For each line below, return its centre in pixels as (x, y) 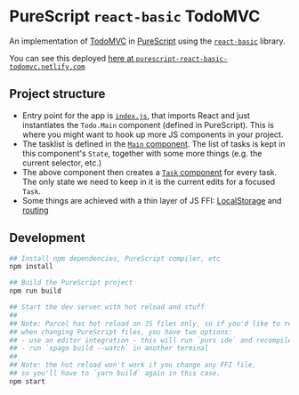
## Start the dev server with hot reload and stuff (107, 307)
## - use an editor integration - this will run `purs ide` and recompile (151, 340)
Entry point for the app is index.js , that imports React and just (136, 115)
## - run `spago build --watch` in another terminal (109, 349)
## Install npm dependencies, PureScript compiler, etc (115, 258)
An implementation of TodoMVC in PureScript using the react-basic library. (147, 41)
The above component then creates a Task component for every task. (149, 172)
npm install (31, 267)
